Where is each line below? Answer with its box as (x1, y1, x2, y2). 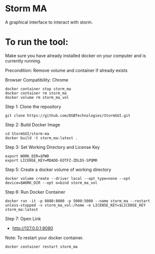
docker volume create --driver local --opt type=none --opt (5, 176, 131, 181)
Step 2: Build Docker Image (5, 121, 60, 128)
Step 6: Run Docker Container (5, 189, 65, 195)
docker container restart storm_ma (5, 244, 78, 249)
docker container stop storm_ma (5, 86, 71, 91)
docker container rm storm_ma (5, 90, 67, 96)
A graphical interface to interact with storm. (5, 19, 93, 25)
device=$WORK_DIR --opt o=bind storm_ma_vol (5, 180, 98, 185)
